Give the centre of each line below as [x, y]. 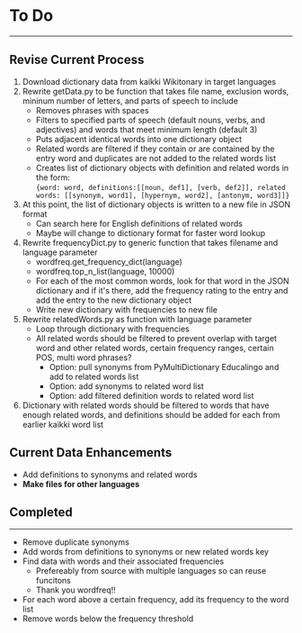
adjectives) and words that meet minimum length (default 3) [147, 129]
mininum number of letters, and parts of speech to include [130, 101]
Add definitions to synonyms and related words [110, 475]
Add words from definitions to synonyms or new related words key [146, 552]
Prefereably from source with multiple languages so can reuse [151, 571]
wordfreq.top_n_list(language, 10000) [105, 271]
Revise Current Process [77, 60]
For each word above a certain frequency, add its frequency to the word [155, 600]
